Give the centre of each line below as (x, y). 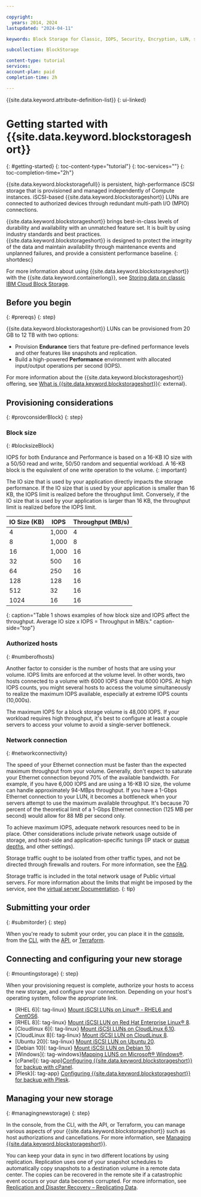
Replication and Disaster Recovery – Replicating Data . (72, 1187)
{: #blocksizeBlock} (30, 446)
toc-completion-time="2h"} (40, 172)
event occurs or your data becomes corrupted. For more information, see (96, 1181)
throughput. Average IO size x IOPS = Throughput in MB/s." (79, 622)
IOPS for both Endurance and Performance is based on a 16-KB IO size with (99, 457)
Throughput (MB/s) (101, 522)
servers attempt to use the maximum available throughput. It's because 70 (98, 803)
